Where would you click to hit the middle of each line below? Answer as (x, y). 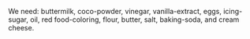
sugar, (19, 19)
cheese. (21, 28)
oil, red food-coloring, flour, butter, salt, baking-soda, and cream (135, 19)
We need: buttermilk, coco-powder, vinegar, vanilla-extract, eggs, (115, 11)
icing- (233, 11)
